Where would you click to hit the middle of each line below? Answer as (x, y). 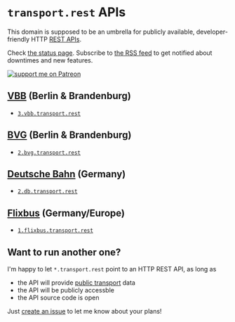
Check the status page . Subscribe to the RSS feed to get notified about (110, 53)
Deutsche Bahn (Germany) (67, 174)
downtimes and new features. (50, 60)
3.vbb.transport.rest (49, 113)
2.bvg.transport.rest (49, 153)
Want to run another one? (64, 252)
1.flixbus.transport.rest (55, 231)
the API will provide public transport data (76, 283)
